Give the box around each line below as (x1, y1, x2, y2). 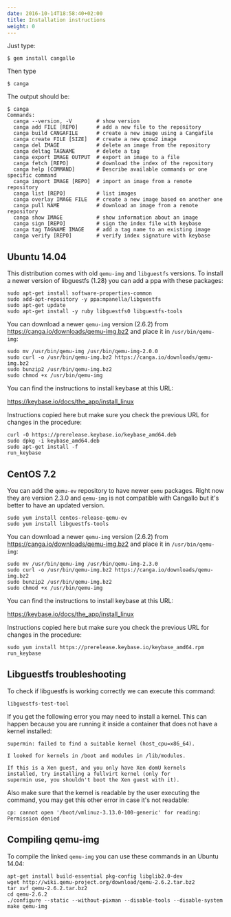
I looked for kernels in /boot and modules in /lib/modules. (7, 752, 186, 759)
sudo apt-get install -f (7, 443, 78, 451)
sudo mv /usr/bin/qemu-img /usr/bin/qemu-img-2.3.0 (7, 560, 158, 567)
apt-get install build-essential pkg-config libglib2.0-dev (7, 872, 184, 880)
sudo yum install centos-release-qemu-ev (7, 514, 128, 521)
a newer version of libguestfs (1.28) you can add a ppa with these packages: (7, 277, 223, 285)
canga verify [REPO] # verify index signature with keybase (13, 232, 211, 240)
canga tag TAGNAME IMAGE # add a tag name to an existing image (13, 226, 211, 233)
